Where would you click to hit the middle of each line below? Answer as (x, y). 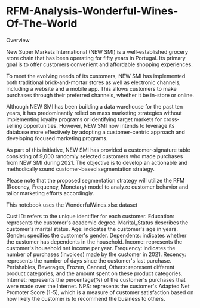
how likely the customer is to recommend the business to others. (86, 298)
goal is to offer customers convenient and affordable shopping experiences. (99, 64)
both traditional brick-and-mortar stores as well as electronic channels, (93, 82)
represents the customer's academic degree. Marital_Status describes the (97, 223)
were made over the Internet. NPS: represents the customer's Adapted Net (98, 286)
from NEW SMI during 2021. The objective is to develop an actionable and (97, 162)
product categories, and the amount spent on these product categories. (94, 273)
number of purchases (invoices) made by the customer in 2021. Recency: (96, 254)
